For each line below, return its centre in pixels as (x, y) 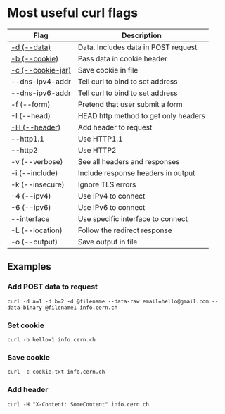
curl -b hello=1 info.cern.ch (52, 339)
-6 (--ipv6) (31, 207)
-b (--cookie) (35, 58)
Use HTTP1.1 (100, 139)
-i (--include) (34, 172)
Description (142, 35)
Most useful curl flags (73, 13)
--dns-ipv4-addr (41, 81)
